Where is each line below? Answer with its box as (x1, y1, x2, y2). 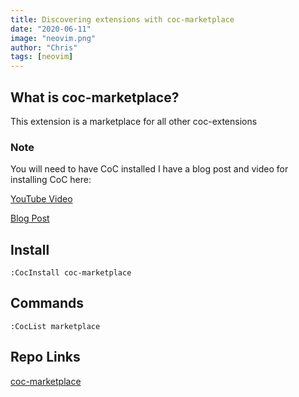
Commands (10, 295, 85, 312)
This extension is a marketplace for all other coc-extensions (10, 115, 258, 127)
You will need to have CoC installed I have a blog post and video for (10, 163, 289, 175)
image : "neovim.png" (10, 33, 97, 43)
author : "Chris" (10, 42, 78, 53)
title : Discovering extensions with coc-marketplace (10, 14, 235, 25)
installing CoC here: (10, 174, 92, 186)
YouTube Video (10, 193, 73, 205)
